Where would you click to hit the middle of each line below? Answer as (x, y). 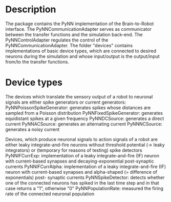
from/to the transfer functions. (37, 62)
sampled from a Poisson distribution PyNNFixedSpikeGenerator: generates (84, 113)
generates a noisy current (33, 129)
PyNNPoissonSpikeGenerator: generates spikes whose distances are (78, 107)
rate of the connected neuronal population (50, 194)
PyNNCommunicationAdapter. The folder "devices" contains (69, 45)
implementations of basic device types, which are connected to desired (81, 51)
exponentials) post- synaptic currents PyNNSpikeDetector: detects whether (85, 177)
